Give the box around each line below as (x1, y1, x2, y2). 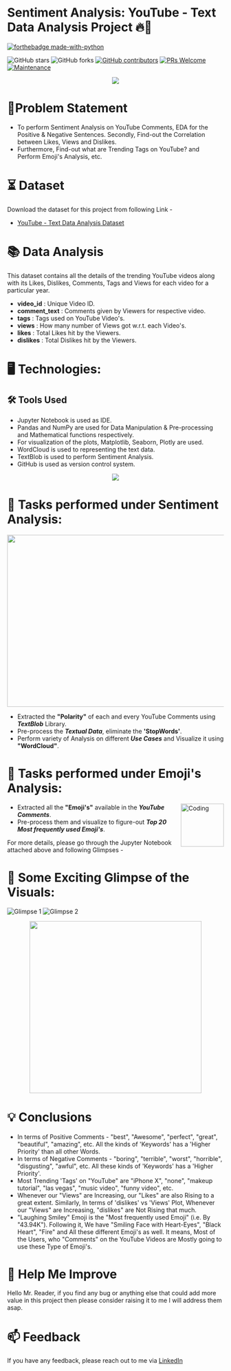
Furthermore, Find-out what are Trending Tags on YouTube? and (16, 145, 200, 153)
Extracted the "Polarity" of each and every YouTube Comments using (16, 712, 216, 721)
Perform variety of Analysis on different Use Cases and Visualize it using (16, 734, 224, 743)
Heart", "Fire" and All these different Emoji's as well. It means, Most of (16, 1227, 216, 1236)
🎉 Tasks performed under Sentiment (7, 497, 219, 512)
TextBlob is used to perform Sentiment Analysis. (16, 452, 154, 460)
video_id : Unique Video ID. (16, 299, 95, 308)
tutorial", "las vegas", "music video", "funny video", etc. (16, 1184, 174, 1192)
